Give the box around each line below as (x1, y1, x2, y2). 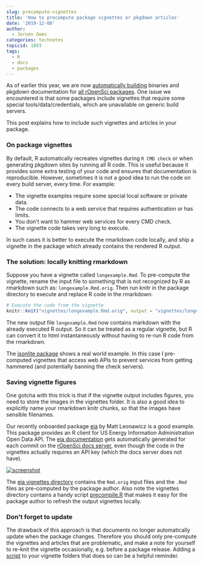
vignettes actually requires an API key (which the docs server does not (6, 449, 182, 456)
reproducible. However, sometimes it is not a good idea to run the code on (6, 174, 192, 181)
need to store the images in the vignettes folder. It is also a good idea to (6, 398, 185, 406)
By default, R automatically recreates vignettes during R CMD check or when (6, 154, 193, 162)
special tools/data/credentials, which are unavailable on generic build (6, 101, 179, 108)
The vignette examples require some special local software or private (14, 192, 188, 199)
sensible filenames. (6, 411, 54, 418)
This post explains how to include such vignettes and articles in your (6, 119, 177, 127)
